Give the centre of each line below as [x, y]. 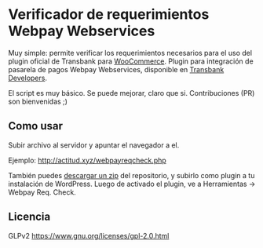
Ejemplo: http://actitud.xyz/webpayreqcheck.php [87, 160]
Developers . [27, 78]
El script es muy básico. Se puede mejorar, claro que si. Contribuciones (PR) [131, 93]
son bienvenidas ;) [38, 101]
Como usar [36, 126]
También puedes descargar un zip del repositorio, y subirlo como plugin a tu [131, 175]
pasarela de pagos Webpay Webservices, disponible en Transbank [116, 69]
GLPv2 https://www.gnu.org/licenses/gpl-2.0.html [89, 235]
